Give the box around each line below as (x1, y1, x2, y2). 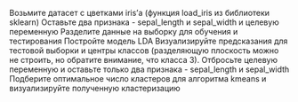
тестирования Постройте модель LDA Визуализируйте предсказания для (9, 35, 288, 46)
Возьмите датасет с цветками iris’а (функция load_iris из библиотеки (9, 8, 270, 18)
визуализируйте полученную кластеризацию (9, 83, 181, 93)
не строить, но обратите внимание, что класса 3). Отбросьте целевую (9, 55, 278, 65)
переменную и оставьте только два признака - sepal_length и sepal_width (9, 64, 290, 75)
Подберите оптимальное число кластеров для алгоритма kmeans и (9, 74, 267, 83)
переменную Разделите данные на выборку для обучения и (9, 27, 238, 36)
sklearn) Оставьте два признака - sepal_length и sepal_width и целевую (9, 17, 279, 27)
